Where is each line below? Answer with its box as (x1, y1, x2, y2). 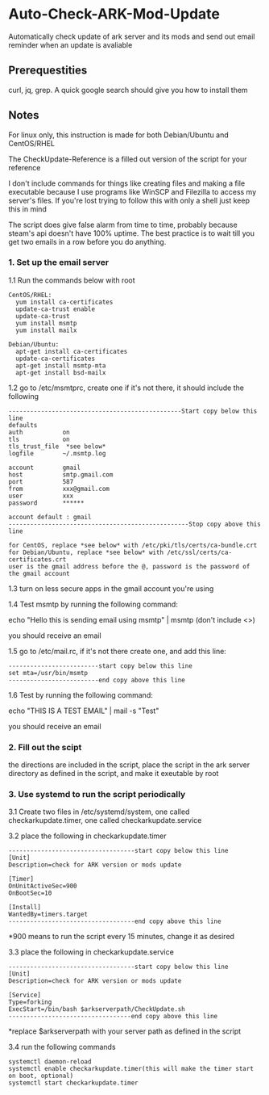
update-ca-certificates (15, 355, 95, 363)
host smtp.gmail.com (8, 470, 114, 479)
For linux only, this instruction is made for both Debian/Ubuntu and (8, 130, 230, 140)
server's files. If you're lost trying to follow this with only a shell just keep (8, 195, 250, 205)
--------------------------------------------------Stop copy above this (8, 520, 262, 528)
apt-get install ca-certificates (15, 347, 128, 355)
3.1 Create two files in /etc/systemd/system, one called (8, 807, 190, 816)
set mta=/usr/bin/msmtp (8, 669, 89, 677)
